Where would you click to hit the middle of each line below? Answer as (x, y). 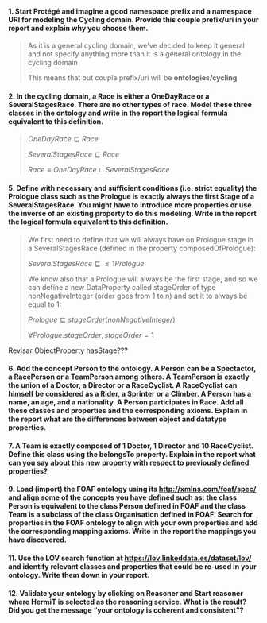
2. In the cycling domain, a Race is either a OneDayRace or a (109, 96)
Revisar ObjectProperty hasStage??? (68, 350)
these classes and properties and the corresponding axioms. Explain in (128, 411)
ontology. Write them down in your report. (79, 575)
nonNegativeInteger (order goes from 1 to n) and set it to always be (137, 296)
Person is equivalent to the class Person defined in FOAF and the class (127, 506)
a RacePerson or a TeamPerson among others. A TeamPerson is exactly (129, 377)
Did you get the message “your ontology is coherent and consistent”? (126, 610)
